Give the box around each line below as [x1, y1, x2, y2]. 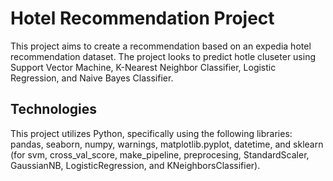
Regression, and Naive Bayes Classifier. [10, 72, 174, 84]
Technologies [10, 101, 98, 118]
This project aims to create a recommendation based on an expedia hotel [10, 40, 312, 52]
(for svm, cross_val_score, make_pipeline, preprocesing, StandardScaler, [10, 148, 310, 161]
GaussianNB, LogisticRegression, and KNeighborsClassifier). [10, 159, 261, 171]
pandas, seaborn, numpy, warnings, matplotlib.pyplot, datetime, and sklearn [10, 138, 324, 150]
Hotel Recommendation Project [10, 7, 275, 30]
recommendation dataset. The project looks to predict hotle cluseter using [10, 50, 317, 62]
